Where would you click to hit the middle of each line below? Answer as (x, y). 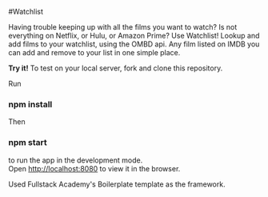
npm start (28, 143)
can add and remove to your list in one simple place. (94, 52)
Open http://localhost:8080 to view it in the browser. (94, 168)
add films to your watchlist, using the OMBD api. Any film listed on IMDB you (134, 44)
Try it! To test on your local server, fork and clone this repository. (116, 68)
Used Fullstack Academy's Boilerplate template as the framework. (117, 184)
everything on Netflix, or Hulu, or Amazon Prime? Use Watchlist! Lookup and (134, 36)
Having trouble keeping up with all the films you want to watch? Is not (123, 27)
